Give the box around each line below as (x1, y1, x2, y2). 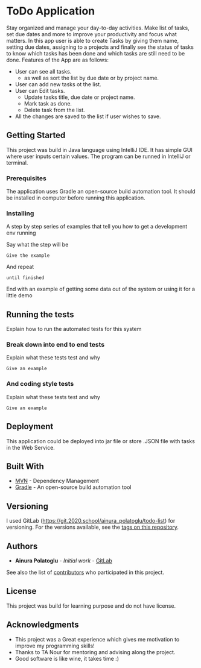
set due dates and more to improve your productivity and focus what (6, 30, 177, 37)
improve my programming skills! (14, 642, 95, 649)
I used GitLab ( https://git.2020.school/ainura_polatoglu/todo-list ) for (6, 517, 176, 525)
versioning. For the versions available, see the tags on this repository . (6, 523, 179, 531)
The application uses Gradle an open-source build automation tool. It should (6, 188, 196, 195)
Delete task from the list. (24, 106, 86, 113)
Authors (6, 541, 38, 551)
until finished (6, 275, 45, 281)
